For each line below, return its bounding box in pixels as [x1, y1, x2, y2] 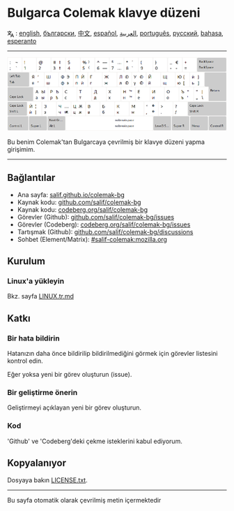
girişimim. [7, 145, 36, 153]
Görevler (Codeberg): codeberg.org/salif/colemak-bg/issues [17, 220, 191, 229]
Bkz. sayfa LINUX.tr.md [7, 292, 75, 301]
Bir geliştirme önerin [7, 388, 78, 398]
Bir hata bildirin [7, 333, 61, 343]
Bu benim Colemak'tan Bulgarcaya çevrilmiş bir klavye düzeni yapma [7, 138, 205, 146]
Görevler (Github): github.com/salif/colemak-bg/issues [17, 213, 175, 221]
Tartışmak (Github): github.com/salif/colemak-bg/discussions [17, 227, 194, 236]
